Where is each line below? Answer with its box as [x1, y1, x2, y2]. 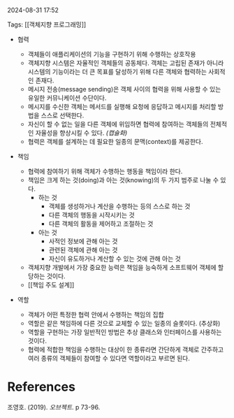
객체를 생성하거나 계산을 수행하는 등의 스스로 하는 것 [48, 202, 191, 210]
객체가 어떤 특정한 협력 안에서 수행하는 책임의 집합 [27, 310, 164, 319]
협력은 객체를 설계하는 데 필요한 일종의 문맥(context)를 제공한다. [27, 138, 203, 145]
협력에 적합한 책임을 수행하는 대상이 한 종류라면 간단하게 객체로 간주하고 [27, 345, 224, 354]
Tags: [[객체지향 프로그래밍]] [7, 20, 87, 29]
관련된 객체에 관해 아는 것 [48, 246, 118, 254]
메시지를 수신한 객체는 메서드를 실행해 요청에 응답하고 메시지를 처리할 [27, 103, 217, 110]
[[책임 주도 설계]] [27, 281, 75, 289]
